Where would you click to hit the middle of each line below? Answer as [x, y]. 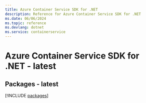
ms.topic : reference [26, 23]
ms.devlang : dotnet [25, 28]
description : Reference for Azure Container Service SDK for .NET [73, 14]
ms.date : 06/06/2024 [26, 18]
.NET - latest [31, 66]
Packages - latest [32, 84]
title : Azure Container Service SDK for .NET [51, 9]
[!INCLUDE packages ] [27, 96]
